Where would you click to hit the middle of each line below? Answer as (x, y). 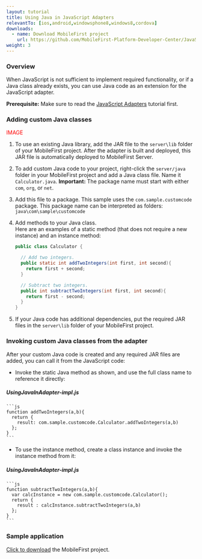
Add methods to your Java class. (56, 223)
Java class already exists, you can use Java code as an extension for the (96, 86)
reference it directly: (40, 378)
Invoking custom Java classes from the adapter (77, 341)
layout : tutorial (28, 12)
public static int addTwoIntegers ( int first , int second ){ (96, 263)
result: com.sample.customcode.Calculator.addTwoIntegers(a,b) (98, 423)
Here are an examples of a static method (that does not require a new (101, 229)
